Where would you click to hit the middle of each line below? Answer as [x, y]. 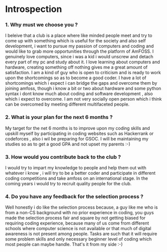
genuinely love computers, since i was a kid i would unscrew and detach [79, 57]
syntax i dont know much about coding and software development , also [79, 94]
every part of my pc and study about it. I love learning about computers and [83, 62]
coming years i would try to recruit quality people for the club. [68, 184]
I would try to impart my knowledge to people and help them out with [76, 168]
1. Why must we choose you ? [42, 25]
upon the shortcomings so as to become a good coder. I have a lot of [76, 78]
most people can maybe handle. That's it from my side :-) [64, 245]
